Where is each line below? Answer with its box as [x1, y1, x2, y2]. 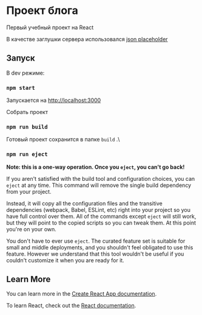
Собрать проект [6, 109, 49, 116]
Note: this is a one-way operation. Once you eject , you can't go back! [6, 163, 185, 171]
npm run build [6, 123, 48, 130]
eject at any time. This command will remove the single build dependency [6, 181, 192, 189]
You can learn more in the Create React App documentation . [6, 290, 157, 297]
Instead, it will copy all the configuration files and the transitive [6, 200, 163, 207]
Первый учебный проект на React [6, 24, 94, 31]
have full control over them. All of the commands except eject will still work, [6, 212, 197, 220]
